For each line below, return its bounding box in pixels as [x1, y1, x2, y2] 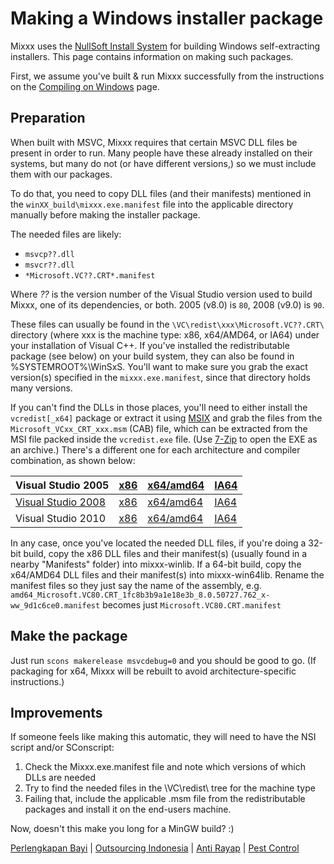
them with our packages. [10, 168, 113, 180]
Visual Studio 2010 [15, 511, 106, 525]
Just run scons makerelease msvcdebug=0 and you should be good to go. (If [10, 654, 317, 666]
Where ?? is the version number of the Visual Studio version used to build [10, 288, 313, 300]
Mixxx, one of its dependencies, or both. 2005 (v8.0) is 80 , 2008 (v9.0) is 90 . [10, 298, 325, 311]
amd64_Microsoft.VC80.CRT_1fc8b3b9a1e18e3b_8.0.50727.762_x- [10, 590, 271, 600]
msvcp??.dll [24, 249, 75, 259]
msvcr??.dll [24, 260, 75, 270]
